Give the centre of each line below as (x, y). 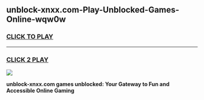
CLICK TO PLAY (30, 37)
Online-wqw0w (36, 20)
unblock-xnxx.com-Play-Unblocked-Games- (93, 10)
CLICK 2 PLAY (27, 59)
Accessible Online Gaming (40, 90)
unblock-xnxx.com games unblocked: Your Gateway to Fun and (88, 84)
